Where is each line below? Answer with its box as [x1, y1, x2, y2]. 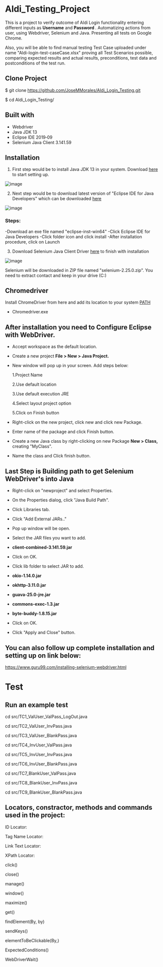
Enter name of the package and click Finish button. [12, 429, 114, 435]
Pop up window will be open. [12, 526, 71, 532]
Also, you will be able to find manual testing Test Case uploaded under [5, 44, 146, 50]
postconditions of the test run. [5, 60, 66, 66]
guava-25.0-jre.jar [12, 592, 51, 597]
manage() [5, 881, 25, 886]
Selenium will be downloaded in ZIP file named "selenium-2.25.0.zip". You [5, 267, 153, 273]
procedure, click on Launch [5, 239, 60, 245]
